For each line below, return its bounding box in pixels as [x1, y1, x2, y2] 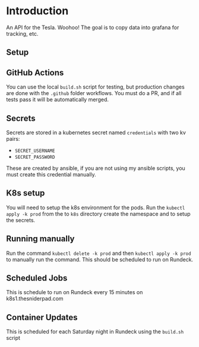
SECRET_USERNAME [14, 147, 55, 154]
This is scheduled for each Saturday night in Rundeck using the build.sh [6, 328, 184, 335]
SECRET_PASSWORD [14, 154, 55, 160]
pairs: [6, 135, 20, 142]
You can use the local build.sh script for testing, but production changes [6, 83, 185, 90]
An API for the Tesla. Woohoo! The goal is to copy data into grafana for [6, 24, 179, 31]
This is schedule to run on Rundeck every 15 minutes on [6, 289, 143, 296]
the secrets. [6, 216, 36, 223]
